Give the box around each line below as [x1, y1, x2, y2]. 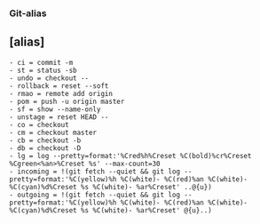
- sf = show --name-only [9, 105, 101, 114]
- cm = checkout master [9, 128, 98, 137]
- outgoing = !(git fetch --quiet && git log [9, 190, 180, 199]
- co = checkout [9, 120, 69, 129]
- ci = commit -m [9, 58, 74, 67]
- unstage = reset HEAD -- [9, 112, 109, 122]
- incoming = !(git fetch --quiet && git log [9, 167, 180, 176]
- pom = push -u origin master [9, 97, 125, 106]
